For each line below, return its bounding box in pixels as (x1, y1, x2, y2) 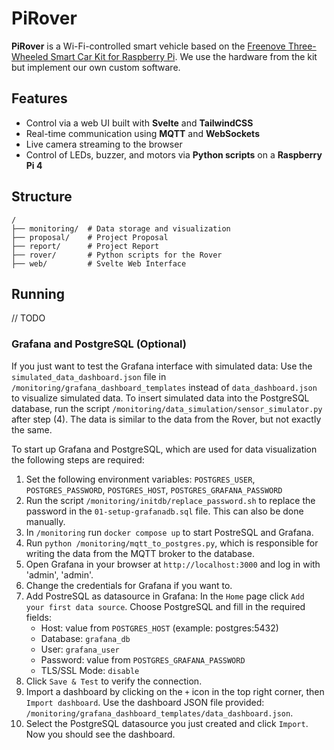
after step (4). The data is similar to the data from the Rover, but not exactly (11, 413, 322, 425)
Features (11, 90, 68, 107)
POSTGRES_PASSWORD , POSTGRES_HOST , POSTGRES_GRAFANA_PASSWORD (25, 483, 283, 496)
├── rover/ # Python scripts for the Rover (11, 250, 223, 260)
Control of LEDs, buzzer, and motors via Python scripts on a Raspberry (25, 148, 323, 161)
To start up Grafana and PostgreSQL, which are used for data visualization (11, 443, 318, 455)
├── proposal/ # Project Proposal (11, 232, 169, 242)
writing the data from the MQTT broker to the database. (25, 547, 255, 559)
